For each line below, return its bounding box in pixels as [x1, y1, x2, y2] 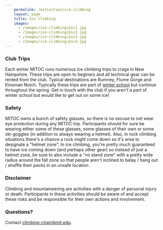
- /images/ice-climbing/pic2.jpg [18, 30, 87, 35]
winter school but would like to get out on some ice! [5, 92, 109, 98]
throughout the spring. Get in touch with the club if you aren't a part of [5, 87, 147, 93]
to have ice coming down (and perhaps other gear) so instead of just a [5, 147, 147, 153]
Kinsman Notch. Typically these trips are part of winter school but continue [5, 82, 157, 88]
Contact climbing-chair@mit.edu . [5, 219, 72, 225]
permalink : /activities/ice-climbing [14, 7, 91, 12]
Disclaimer [5, 175, 31, 182]
